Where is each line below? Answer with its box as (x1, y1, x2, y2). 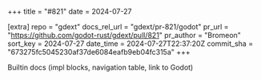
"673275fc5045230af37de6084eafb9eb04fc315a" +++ (7, 48, 191, 56)
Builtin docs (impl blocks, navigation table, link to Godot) (7, 63, 194, 72)
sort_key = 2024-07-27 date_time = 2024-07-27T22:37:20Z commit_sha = (7, 39, 254, 48)
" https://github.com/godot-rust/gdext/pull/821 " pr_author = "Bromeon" (7, 31, 242, 40)
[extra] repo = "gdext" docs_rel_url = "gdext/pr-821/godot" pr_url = (7, 22, 229, 31)
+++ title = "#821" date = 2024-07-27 (7, 7, 132, 16)
